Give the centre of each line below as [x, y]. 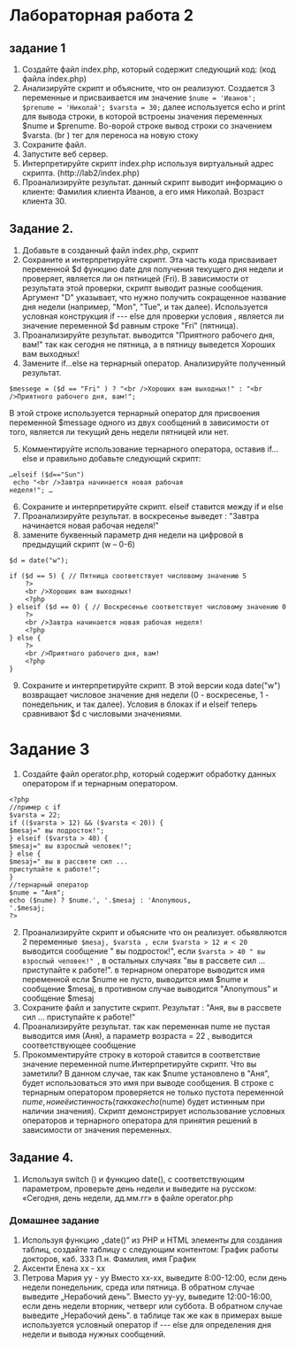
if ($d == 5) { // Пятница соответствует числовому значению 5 [128, 576]
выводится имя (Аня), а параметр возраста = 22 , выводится [137, 1035]
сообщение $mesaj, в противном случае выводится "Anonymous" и [150, 988]
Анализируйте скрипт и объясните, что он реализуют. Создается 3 [148, 88]
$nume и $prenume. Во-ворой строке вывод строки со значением [147, 126]
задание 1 [38, 48]
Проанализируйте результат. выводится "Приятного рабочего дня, [148, 335]
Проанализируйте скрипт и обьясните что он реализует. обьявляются [154, 932]
